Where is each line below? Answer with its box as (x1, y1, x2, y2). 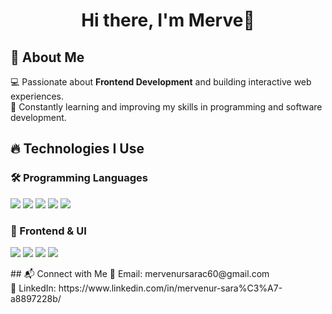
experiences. (10, 90, 65, 102)
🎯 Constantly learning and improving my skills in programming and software (10, 101, 323, 113)
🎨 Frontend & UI (10, 224, 87, 238)
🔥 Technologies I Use (10, 140, 145, 158)
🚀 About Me (10, 49, 85, 66)
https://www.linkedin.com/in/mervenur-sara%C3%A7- (58, 282, 283, 294)
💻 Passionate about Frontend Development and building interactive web (10, 76, 312, 88)
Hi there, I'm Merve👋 (81, 9, 255, 32)
